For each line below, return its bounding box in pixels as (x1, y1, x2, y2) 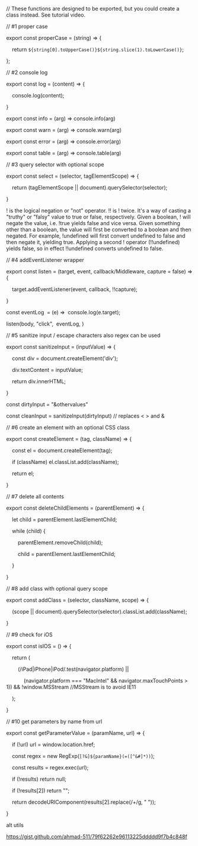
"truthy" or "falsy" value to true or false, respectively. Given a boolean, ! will (6, 213, 191, 220)
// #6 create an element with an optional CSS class (6, 424, 130, 431)
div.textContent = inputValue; (11, 367, 84, 373)
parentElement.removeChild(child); (17, 539, 103, 546)
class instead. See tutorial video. (6, 11, 86, 18)
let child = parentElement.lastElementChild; (11, 516, 117, 523)
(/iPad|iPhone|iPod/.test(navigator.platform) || (17, 665, 129, 673)
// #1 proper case (6, 23, 49, 30)
